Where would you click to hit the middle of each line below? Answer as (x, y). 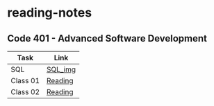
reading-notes (50, 13)
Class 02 (25, 92)
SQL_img (61, 69)
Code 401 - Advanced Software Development (107, 38)
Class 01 (25, 81)
